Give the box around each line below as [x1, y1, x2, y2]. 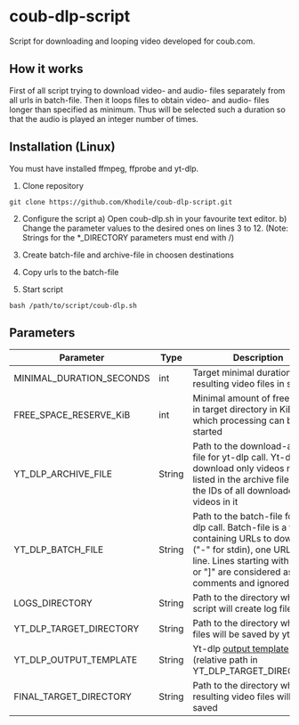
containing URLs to [192, 533, 272, 545]
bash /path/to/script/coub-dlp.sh [9, 301, 138, 310]
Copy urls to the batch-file [21, 266, 119, 277]
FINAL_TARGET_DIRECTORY [13, 690, 132, 703]
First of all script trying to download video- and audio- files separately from [9, 85, 286, 95]
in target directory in [192, 403, 278, 416]
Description [232, 352, 284, 364]
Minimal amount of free [192, 392, 290, 404]
